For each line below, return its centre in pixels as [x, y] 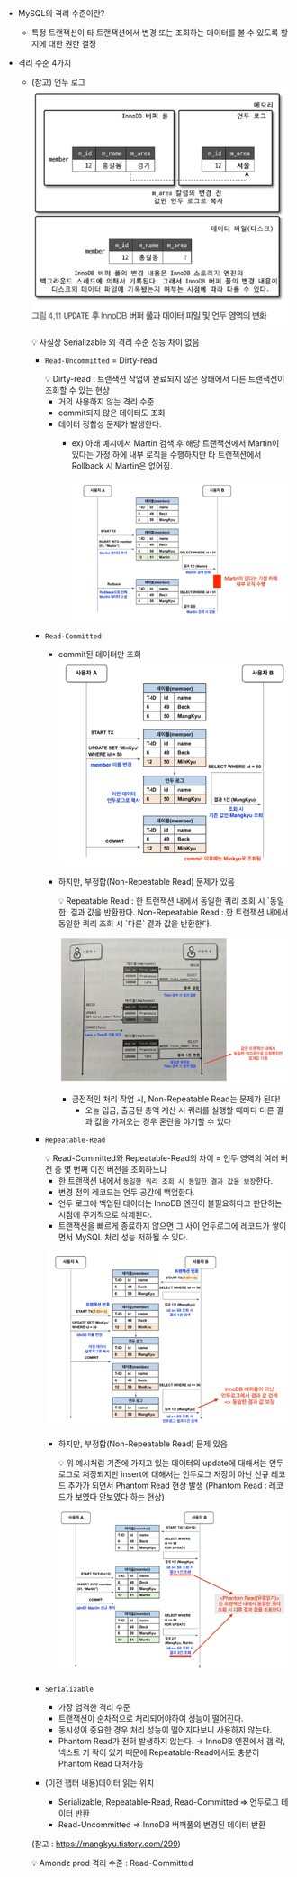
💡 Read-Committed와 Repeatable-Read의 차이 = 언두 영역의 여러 [162, 1157]
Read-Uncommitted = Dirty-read [101, 360]
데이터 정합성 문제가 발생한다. [110, 424]
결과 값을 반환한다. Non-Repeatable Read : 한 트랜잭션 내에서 [180, 912]
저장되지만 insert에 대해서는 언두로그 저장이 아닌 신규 [176, 1474]
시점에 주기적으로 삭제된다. [105, 1214]
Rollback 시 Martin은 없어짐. [122, 466]
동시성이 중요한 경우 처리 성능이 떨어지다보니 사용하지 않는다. [165, 1730]
